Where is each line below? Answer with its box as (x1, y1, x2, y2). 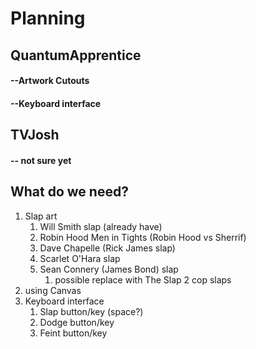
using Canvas (24, 284, 82, 296)
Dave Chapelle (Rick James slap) (39, 242, 176, 254)
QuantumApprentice (10, 47, 142, 64)
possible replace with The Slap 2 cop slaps (54, 273, 232, 286)
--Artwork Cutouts (10, 75, 90, 87)
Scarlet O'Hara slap (39, 252, 121, 264)
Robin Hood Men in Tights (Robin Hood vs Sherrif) (39, 231, 247, 243)
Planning (10, 7, 86, 30)
